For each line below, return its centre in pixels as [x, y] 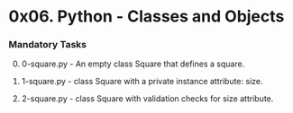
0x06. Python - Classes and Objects [146, 17]
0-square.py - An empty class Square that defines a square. [133, 64]
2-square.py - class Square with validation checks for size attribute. [147, 99]
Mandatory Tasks [48, 45]
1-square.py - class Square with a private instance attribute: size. [142, 82]
